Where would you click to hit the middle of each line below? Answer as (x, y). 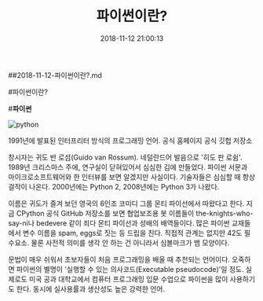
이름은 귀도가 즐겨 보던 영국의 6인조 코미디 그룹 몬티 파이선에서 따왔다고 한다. (126, 203)
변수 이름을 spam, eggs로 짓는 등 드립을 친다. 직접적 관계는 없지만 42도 (132, 233)
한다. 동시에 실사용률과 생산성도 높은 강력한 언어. (90, 288)
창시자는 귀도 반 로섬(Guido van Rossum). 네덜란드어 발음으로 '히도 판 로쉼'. (125, 157)
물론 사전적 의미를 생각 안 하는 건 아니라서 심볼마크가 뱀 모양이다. (130, 242)
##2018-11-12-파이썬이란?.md (55, 75)
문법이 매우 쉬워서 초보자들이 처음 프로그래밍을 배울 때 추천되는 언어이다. (119, 259)
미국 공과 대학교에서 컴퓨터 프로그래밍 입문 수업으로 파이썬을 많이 (128, 279)
